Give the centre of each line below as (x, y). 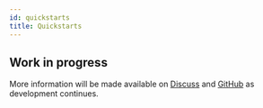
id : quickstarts (39, 18)
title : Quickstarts (46, 26)
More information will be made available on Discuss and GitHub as (132, 84)
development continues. (54, 94)
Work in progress (58, 63)
